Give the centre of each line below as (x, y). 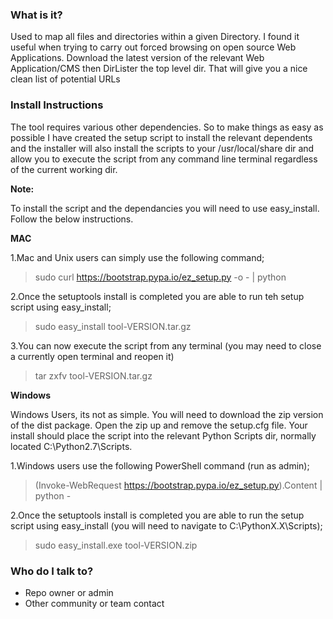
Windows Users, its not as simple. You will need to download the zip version (167, 414)
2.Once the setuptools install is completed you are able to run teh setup (157, 296)
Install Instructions (57, 105)
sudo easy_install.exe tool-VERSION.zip (116, 545)
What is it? (36, 15)
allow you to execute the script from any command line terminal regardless (164, 159)
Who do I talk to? (52, 571)
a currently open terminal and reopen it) (92, 356)
